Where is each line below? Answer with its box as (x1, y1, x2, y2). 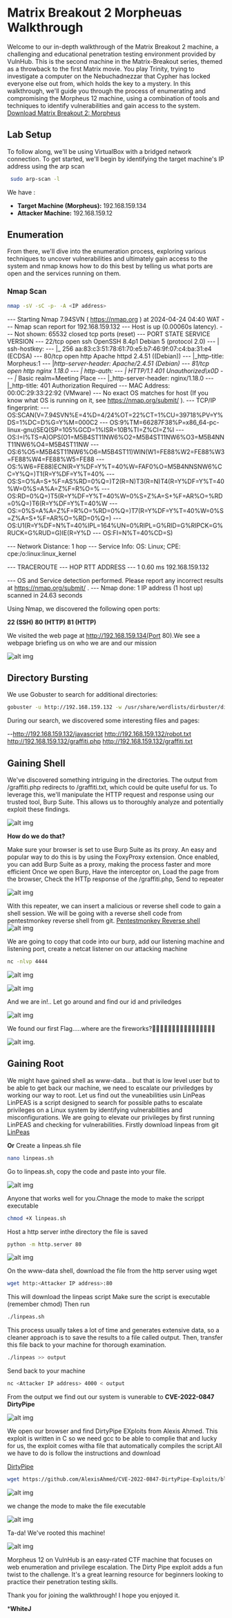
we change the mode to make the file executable (7, 1502, 146, 1510)
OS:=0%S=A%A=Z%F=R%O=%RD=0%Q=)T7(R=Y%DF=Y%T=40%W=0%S (7, 506, 224, 514)
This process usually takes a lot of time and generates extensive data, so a (7, 1326, 220, 1334)
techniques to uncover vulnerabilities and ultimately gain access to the (7, 254, 208, 263)
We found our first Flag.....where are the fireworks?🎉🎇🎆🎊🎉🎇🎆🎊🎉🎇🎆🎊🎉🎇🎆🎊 (7, 1024, 216, 1032)
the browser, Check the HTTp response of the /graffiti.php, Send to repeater (7, 875, 224, 883)
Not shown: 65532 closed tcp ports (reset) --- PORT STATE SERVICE (14, 329, 211, 338)
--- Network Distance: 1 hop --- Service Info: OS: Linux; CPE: (7, 542, 181, 550)
